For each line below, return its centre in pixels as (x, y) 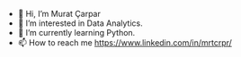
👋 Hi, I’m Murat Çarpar (59, 14)
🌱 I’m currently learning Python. (76, 33)
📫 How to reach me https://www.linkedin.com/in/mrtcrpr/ (125, 43)
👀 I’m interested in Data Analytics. (80, 23)
